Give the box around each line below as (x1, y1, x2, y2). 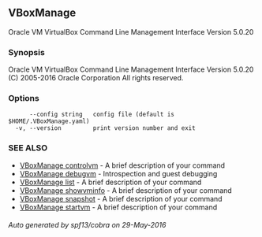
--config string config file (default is (28, 110, 175, 119)
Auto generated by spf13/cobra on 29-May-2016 (8, 220, 167, 230)
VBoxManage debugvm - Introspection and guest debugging (19, 168, 218, 178)
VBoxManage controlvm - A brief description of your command (19, 161, 226, 170)
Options (8, 93, 39, 104)
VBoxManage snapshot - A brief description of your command (19, 194, 223, 203)
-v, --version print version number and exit (15, 124, 196, 132)
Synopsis (8, 46, 45, 57)
